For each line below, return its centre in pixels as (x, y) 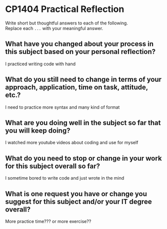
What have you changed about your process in (79, 44)
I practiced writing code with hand (40, 64)
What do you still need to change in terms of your (83, 80)
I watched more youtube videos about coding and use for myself (72, 143)
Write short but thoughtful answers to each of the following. (67, 23)
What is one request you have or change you (76, 194)
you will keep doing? (38, 130)
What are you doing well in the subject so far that (83, 122)
